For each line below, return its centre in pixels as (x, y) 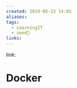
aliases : (17, 17)
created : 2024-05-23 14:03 (39, 11)
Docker (24, 78)
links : (14, 38)
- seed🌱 (21, 33)
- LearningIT (27, 27)
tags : (13, 22)
